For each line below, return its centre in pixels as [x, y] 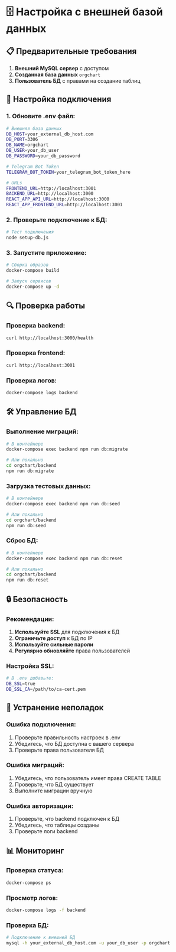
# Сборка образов [27, 265]
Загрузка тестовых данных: [48, 486]
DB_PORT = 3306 [22, 139]
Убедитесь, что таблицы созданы [57, 825]
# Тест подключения [30, 232]
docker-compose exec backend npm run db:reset [64, 558]
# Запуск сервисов [29, 281]
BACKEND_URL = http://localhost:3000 [50, 194]
